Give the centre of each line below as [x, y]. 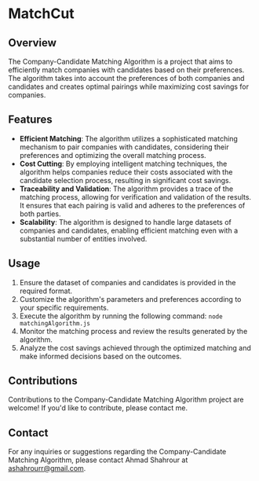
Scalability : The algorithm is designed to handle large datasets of [125, 222]
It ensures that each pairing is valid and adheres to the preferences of [132, 205]
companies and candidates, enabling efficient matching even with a [128, 230]
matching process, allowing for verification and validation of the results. [135, 196]
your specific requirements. [64, 307]
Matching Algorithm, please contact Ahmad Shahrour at [98, 460]
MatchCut [41, 14]
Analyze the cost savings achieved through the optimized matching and [135, 347]
